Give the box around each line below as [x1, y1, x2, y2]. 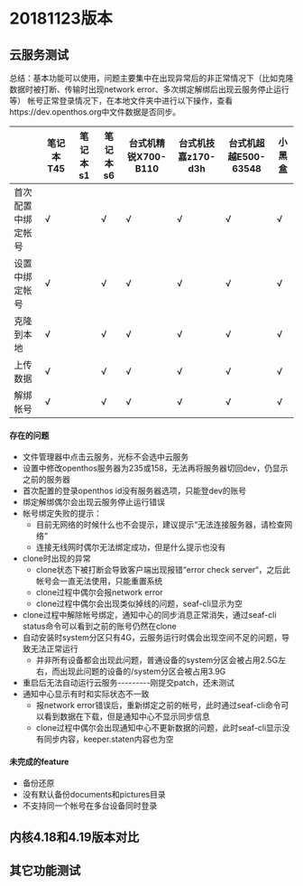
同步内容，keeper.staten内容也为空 [43, 733, 174, 745]
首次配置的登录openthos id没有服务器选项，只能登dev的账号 [22, 485, 247, 497]
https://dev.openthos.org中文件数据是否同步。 [9, 107, 181, 117]
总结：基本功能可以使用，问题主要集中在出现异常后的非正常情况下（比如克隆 [9, 73, 294, 83]
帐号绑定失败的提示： [22, 508, 102, 519]
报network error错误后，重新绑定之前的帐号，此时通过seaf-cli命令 [35, 700, 281, 711]
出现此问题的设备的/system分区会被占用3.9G [60, 666, 226, 677]
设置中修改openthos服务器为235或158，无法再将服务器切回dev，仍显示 [22, 462, 289, 474]
